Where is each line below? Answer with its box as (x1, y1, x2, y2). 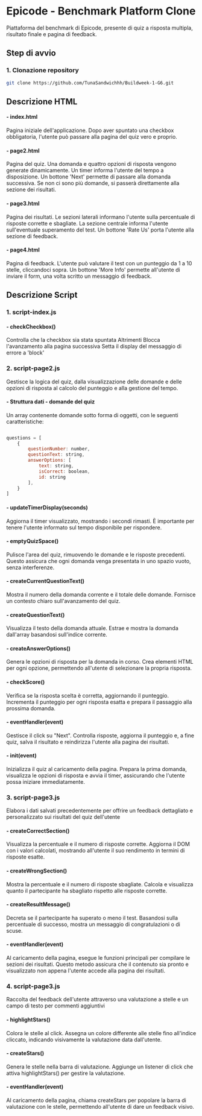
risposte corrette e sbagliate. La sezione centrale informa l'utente (6, 219, 169, 227)
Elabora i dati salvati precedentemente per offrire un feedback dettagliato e (6, 807, 193, 815)
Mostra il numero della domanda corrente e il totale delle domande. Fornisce (6, 591, 196, 598)
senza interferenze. (6, 564, 55, 571)
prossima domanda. (6, 704, 56, 712)
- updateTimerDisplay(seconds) (6, 503, 89, 511)
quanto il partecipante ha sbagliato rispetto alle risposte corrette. (6, 887, 168, 894)
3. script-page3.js (6, 793, 60, 801)
